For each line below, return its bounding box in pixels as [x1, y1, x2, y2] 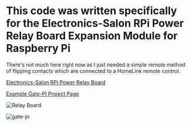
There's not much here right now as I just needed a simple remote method [6, 61, 186, 68]
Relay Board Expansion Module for [6, 29, 178, 42]
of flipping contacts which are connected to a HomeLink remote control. [6, 67, 180, 74]
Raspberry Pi [6, 42, 71, 55]
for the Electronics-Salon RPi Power [6, 16, 184, 30]
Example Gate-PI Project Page [6, 90, 79, 97]
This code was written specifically [6, 4, 177, 18]
